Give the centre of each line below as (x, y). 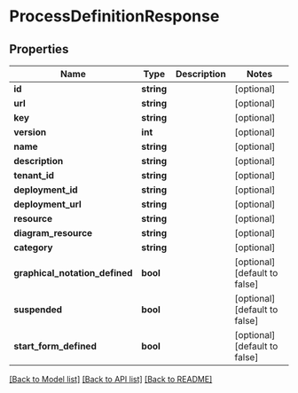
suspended (38, 310)
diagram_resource (53, 233)
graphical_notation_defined (73, 273)
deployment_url (47, 204)
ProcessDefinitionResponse (114, 16)
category (33, 248)
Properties (39, 49)
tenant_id (34, 175)
